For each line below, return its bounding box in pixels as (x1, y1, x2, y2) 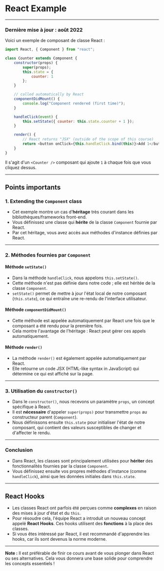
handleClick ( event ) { (14, 114, 58, 119)
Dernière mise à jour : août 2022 (5, 26, 83, 33)
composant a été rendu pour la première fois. (12, 323, 103, 329)
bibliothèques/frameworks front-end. (12, 214, 87, 220)
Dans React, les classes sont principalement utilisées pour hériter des (12, 458, 153, 463)
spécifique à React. (12, 404, 51, 410)
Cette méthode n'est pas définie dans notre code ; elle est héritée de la (12, 280, 155, 286)
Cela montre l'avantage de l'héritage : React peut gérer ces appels (12, 328, 146, 334)
